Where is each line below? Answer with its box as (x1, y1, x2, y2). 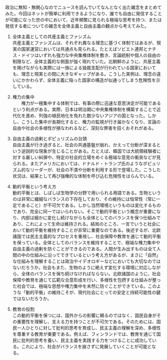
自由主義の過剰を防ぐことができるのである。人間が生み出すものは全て (12, 246, 157, 251)
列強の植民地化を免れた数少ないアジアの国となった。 (38, 113, 148, 119)
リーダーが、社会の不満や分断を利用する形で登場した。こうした (29, 167, 161, 173)
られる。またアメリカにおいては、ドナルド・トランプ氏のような (12, 161, 143, 166)
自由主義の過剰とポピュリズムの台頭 (12, 136, 87, 141)
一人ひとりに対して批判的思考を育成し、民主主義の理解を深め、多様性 (16, 325, 161, 331)
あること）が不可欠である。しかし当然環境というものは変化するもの (21, 202, 161, 208)
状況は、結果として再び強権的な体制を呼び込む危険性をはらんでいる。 (12, 173, 157, 179)
